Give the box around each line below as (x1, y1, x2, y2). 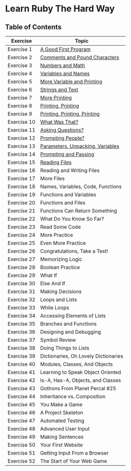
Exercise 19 (7, 191, 36, 198)
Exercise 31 (7, 288, 36, 295)
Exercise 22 (7, 216, 36, 222)
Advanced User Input (40, 425, 90, 432)
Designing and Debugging (40, 328, 101, 335)
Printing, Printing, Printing (40, 110, 100, 117)
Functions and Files (40, 199, 86, 206)
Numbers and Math (40, 62, 85, 69)
